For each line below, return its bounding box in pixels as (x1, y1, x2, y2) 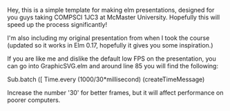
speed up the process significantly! (7, 21, 108, 28)
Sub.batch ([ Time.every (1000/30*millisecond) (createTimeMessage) (7, 75, 205, 83)
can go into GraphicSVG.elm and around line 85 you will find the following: (7, 62, 219, 70)
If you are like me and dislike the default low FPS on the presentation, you (7, 54, 216, 63)
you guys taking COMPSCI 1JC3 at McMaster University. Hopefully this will (7, 13, 220, 21)
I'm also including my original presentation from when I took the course (7, 34, 210, 42)
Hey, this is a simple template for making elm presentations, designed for (7, 6, 215, 14)
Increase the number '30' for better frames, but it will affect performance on (7, 89, 224, 97)
